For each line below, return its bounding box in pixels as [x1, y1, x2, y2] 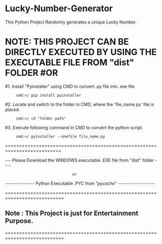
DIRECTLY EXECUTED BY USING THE [5, 47, 157, 58]
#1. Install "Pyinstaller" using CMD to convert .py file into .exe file [5, 83, 135, 89]
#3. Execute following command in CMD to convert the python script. [5, 124, 143, 130]
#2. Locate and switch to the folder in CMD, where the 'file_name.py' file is [5, 101, 154, 107]
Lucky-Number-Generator [5, 3, 113, 14]
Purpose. [5, 217, 33, 225]
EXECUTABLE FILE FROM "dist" [5, 57, 134, 68]
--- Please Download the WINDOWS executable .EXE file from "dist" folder [5, 157, 154, 163]
